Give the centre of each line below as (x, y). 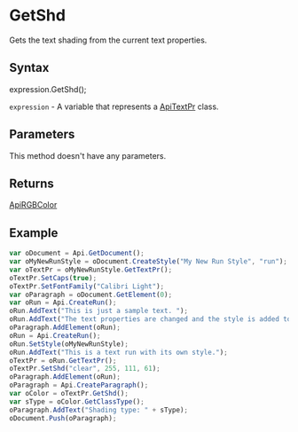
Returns (32, 183)
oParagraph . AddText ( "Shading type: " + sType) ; (99, 410)
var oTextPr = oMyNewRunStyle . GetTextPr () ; (91, 270)
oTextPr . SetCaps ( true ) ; (53, 278)
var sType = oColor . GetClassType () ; (77, 401)
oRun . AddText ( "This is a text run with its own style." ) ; (118, 352)
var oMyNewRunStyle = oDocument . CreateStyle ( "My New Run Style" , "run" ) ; (149, 262)
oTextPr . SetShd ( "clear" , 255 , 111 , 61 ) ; (85, 369)
